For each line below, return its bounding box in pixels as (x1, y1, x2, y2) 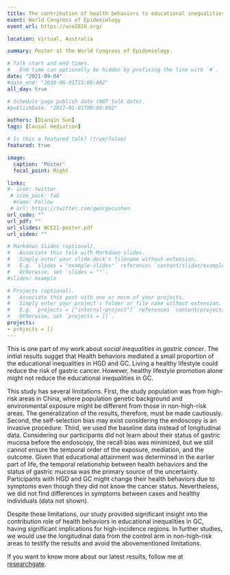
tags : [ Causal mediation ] (7, 123, 81, 131)
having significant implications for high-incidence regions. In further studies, (7, 524, 222, 532)
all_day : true (7, 85, 48, 93)
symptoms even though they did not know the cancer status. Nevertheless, (7, 482, 219, 490)
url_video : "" (7, 231, 48, 238)
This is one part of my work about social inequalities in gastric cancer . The (7, 344, 219, 352)
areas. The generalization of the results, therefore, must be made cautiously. (7, 409, 223, 417)
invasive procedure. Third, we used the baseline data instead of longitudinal (7, 423, 221, 431)
